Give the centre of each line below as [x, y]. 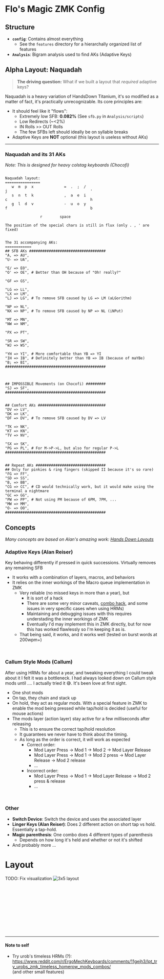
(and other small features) [38, 972]
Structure [20, 27]
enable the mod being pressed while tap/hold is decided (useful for [80, 708]
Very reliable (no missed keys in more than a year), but [74, 593]
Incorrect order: [42, 770]
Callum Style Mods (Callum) [39, 662]
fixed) [12, 230]
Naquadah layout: [23, 178]
